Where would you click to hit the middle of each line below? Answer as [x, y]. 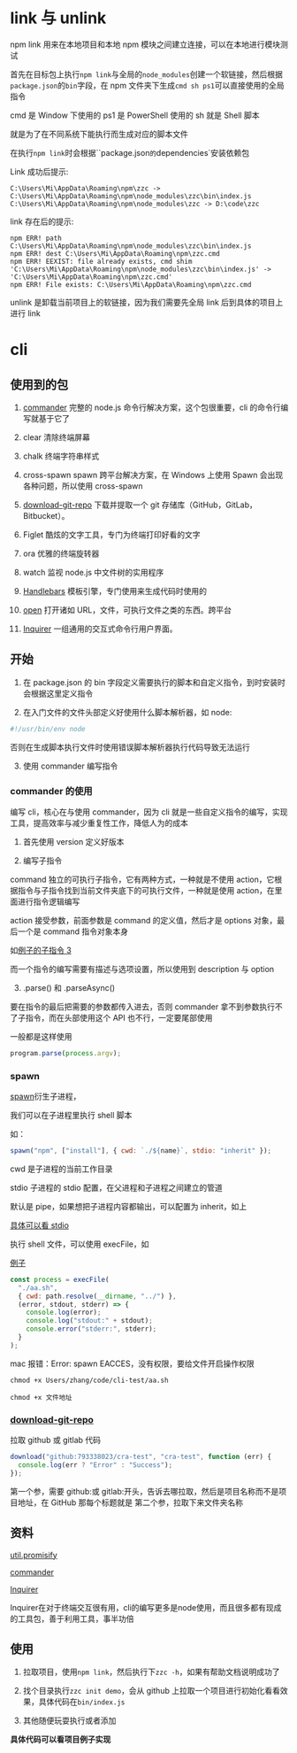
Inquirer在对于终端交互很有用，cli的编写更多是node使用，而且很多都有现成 [146, 1607]
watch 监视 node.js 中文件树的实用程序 [93, 572]
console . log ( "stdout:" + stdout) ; [89, 1321]
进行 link [25, 313]
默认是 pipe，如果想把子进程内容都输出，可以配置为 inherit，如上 [129, 1206]
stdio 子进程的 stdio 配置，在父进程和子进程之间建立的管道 [117, 1187]
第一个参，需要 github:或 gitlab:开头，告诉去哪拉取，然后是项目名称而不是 [145, 1491]
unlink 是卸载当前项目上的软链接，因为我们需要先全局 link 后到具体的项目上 [147, 302]
